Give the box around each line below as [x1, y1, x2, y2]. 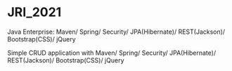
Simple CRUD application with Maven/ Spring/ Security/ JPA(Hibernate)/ [7, 49, 217, 57]
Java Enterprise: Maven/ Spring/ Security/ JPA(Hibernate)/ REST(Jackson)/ [7, 27, 226, 36]
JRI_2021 [7, 4, 62, 20]
